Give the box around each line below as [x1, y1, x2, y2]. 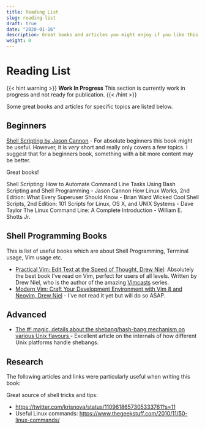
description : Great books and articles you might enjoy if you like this [6, 32, 199, 38]
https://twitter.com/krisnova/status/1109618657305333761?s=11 [15, 403, 176, 411]
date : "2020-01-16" [6, 26, 56, 33]
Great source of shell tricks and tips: [6, 392, 98, 399]
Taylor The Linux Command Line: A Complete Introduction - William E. [6, 207, 182, 214]
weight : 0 [6, 37, 32, 44]
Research [6, 356, 44, 367]
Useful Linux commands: [15, 410, 78, 417]
